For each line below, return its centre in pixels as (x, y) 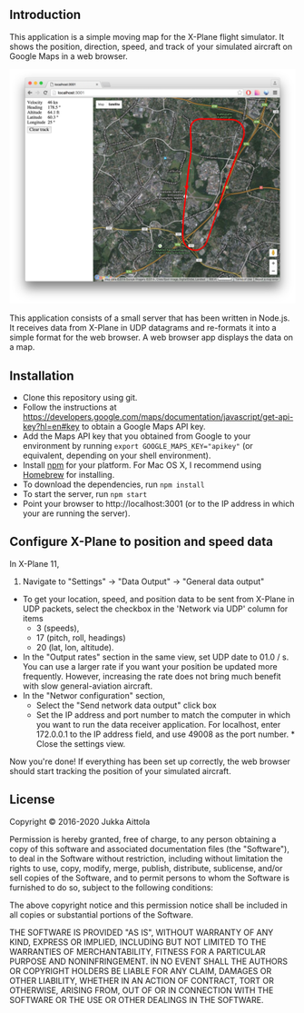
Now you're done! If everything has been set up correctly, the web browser (150, 761)
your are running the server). (76, 513)
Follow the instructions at (69, 407)
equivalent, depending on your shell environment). (117, 456)
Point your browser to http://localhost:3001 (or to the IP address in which (158, 504)
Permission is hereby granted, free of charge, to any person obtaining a (143, 839)
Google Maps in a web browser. (69, 56)
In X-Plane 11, (34, 563)
